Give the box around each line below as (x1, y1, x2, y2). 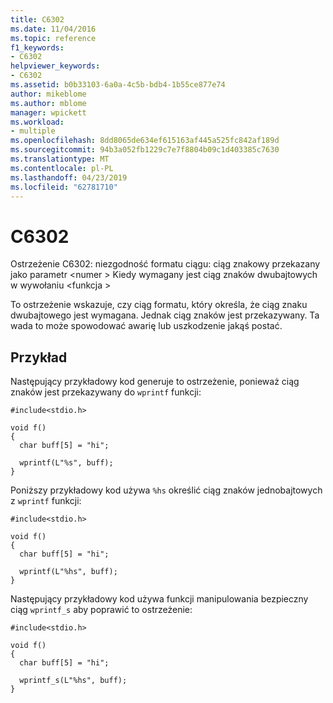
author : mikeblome (10, 89, 87, 99)
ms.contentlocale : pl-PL (10, 163, 114, 173)
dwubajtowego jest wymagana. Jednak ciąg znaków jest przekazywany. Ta (10, 309, 320, 321)
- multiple (10, 126, 56, 136)
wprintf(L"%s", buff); (19, 458, 114, 468)
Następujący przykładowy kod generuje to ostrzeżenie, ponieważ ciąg (10, 376, 300, 388)
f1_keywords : (10, 42, 65, 53)
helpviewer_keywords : (10, 61, 101, 71)
